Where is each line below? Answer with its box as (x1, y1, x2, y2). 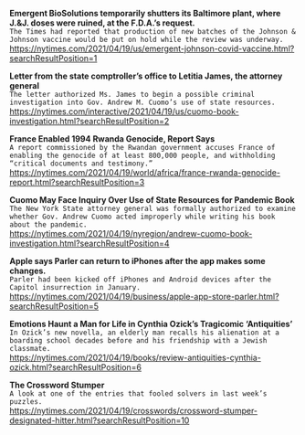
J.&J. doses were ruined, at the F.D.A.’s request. (9, 17, 195, 28)
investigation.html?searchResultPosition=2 (9, 116, 170, 126)
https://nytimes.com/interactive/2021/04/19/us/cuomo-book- (9, 106, 239, 117)
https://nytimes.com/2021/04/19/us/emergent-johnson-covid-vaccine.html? (9, 43, 295, 54)
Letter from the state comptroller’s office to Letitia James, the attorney (9, 70, 283, 81)
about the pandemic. (9, 220, 89, 229)
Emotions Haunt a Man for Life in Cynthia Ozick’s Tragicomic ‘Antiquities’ (9, 319, 293, 329)
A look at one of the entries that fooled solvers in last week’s (9, 389, 268, 398)
